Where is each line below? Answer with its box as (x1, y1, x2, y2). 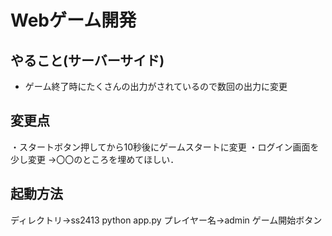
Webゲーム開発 (10, 9, 137, 32)
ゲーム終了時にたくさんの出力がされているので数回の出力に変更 (24, 81, 288, 92)
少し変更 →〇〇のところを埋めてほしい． (10, 153, 180, 165)
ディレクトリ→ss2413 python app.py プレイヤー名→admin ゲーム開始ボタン (10, 214, 323, 226)
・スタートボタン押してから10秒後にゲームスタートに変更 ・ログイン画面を (10, 141, 320, 153)
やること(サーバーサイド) (10, 52, 165, 69)
